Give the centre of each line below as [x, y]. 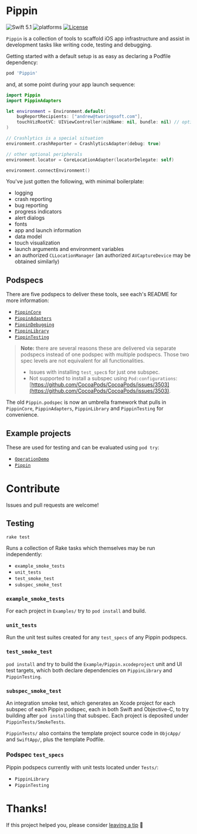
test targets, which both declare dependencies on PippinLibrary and [89, 670]
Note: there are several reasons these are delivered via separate [98, 349]
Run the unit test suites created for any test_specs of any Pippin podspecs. [97, 637]
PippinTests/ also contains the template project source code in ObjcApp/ [94, 733]
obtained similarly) [37, 262]
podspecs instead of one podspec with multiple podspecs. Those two [105, 354]
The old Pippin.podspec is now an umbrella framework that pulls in [86, 402]
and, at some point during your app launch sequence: [71, 84]
